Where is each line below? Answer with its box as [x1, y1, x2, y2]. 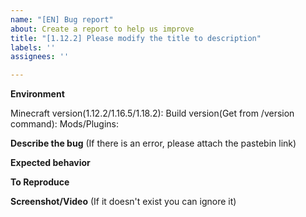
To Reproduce [10, 176, 70, 188]
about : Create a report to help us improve [10, 24, 195, 34]
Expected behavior [10, 157, 91, 169]
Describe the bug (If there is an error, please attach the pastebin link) [10, 137, 297, 150]
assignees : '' [10, 52, 70, 62]
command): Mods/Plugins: [10, 118, 120, 130]
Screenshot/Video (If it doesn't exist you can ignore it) [10, 196, 237, 208]
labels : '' [10, 42, 56, 53]
